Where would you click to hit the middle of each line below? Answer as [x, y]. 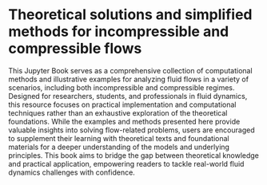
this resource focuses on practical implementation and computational [123, 104]
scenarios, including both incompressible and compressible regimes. [122, 87]
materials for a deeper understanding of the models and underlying [119, 147]
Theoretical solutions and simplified [130, 15]
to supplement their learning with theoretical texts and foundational [119, 138]
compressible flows [75, 49]
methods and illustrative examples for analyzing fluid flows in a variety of [129, 79]
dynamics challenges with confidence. [72, 172]
